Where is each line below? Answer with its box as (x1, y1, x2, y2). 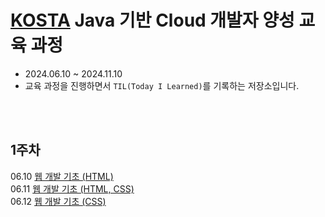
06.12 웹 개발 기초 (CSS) (10, 195, 107, 207)
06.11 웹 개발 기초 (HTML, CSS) (10, 182, 135, 195)
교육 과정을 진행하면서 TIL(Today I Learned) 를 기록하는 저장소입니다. (24, 79, 300, 91)
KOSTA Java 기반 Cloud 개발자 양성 (10, 9, 295, 32)
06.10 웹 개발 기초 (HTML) (10, 170, 114, 182)
